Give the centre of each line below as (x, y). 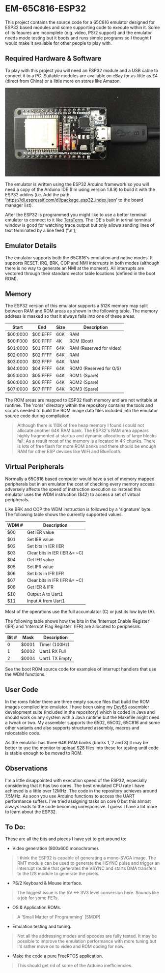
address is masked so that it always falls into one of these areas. (70, 316)
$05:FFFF (42, 375)
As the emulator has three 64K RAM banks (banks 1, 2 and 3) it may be (77, 742)
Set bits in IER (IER (45, 546)
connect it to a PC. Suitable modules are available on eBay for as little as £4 (82, 76)
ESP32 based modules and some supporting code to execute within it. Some (82, 27)
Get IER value (40, 532)
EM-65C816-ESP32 (46, 9)
